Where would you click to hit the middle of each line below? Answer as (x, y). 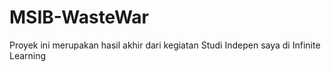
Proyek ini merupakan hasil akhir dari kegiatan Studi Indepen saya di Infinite (165, 45)
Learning (28, 55)
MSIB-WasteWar (79, 17)
